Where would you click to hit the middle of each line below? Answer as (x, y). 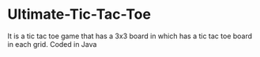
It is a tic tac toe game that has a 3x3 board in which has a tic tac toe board (130, 36)
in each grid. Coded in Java (52, 44)
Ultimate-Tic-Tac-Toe (79, 14)
